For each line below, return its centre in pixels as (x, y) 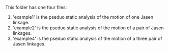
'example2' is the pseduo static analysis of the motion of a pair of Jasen (88, 28)
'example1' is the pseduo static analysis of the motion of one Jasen (83, 17)
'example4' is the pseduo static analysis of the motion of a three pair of (87, 38)
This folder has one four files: (36, 7)
